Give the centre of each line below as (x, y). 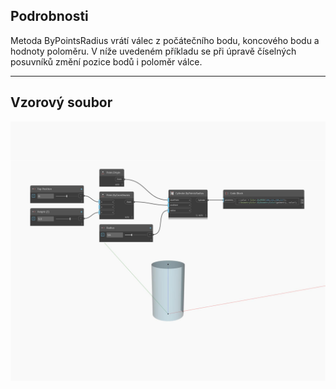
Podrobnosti (49, 16)
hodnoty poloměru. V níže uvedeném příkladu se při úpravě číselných (153, 51)
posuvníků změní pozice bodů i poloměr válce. (106, 61)
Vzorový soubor (61, 102)
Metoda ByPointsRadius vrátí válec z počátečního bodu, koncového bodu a (165, 40)
